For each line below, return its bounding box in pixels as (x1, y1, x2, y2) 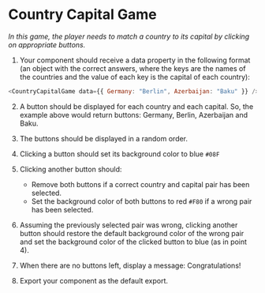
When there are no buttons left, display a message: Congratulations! (19, 261, 241, 270)
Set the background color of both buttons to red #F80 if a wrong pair (31, 196, 252, 206)
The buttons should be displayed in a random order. (19, 133, 188, 143)
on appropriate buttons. (8, 39, 86, 49)
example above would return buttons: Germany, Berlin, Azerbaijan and (19, 110, 248, 119)
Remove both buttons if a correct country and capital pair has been (31, 179, 250, 189)
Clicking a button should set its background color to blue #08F (19, 148, 220, 159)
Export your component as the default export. (19, 276, 168, 285)
